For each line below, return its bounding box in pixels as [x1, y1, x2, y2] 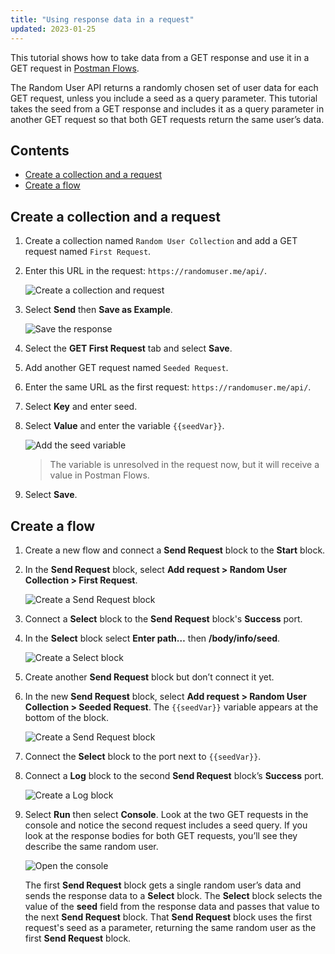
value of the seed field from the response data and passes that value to [24, 900, 320, 912]
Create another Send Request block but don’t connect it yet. [24, 671, 275, 683]
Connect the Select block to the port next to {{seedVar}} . [24, 750, 262, 762]
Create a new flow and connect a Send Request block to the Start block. [24, 544, 326, 556]
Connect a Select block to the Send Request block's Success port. [24, 612, 303, 625]
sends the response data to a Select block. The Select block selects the [24, 889, 323, 901]
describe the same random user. [24, 840, 159, 852]
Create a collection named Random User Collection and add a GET [24, 235, 298, 247]
